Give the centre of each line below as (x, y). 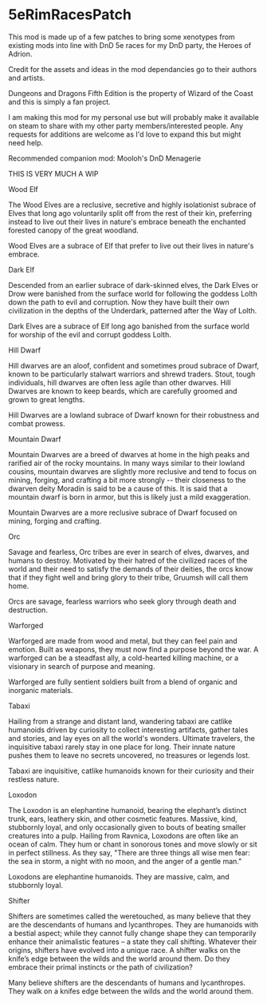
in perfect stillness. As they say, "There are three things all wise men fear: (129, 852)
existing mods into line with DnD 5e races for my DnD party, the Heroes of (130, 45)
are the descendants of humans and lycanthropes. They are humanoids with (133, 924)
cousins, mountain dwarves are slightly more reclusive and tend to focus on (133, 471)
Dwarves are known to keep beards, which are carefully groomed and (123, 391)
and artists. (27, 78)
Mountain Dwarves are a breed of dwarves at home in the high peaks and (129, 454)
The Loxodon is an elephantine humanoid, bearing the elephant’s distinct (128, 810)
